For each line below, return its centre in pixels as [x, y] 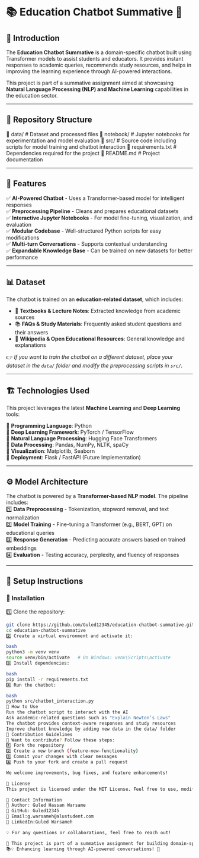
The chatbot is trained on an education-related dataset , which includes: [95, 299]
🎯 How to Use [22, 707]
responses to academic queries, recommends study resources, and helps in [99, 65]
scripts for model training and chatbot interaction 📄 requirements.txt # [92, 146]
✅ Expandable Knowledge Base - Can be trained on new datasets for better [99, 250]
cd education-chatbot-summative [46, 630]
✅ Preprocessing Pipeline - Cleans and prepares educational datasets [92, 211]
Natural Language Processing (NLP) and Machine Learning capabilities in [97, 89]
